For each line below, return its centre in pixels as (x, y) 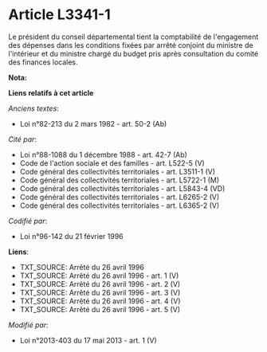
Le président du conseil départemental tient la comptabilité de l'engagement (133, 37)
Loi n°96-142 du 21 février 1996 (71, 236)
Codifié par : (28, 221)
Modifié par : (29, 325)
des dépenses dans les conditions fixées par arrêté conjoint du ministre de (131, 45)
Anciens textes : (34, 108)
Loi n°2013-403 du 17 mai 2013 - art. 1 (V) (88, 340)
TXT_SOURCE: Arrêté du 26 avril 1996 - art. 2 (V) (100, 284)
